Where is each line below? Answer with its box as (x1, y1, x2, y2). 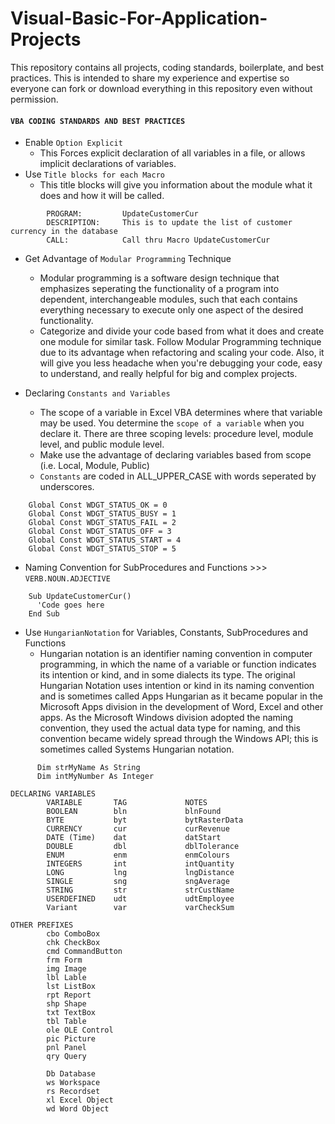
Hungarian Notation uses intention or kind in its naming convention (39, 680, 315, 692)
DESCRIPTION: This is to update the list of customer (46, 218, 293, 228)
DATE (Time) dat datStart (46, 833, 222, 843)
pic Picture (46, 1034, 97, 1044)
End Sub (28, 609, 60, 619)
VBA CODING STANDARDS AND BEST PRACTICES (10, 116, 186, 126)
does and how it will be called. (39, 190, 165, 202)
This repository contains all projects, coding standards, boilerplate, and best (10, 61, 325, 73)
